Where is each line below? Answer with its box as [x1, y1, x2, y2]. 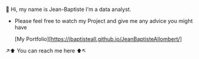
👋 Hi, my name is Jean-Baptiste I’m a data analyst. [5, 6, 131, 13]
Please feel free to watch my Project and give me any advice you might [14, 17, 193, 24]
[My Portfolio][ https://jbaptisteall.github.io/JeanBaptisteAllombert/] [14, 36, 182, 42]
